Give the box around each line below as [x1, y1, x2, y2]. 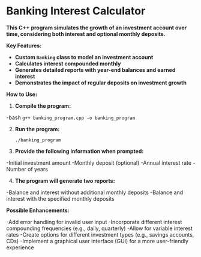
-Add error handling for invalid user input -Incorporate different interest [6, 218, 182, 225]
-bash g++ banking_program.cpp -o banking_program [6, 114, 136, 121]
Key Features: [6, 42, 42, 49]
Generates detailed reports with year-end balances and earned [14, 66, 176, 73]
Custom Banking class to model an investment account [14, 53, 154, 61]
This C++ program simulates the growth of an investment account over [6, 24, 187, 31]
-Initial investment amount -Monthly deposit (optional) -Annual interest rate [6, 159, 192, 166]
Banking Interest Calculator [6, 4, 146, 18]
